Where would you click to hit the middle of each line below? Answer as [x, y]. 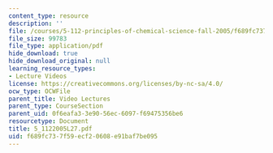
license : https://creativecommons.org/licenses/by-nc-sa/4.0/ [116, 83]
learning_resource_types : [52, 69]
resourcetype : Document [49, 121]
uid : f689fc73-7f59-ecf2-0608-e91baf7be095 [83, 136]
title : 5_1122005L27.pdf [50, 129]
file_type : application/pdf [56, 46]
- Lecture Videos [38, 76]
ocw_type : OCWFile [39, 91]
